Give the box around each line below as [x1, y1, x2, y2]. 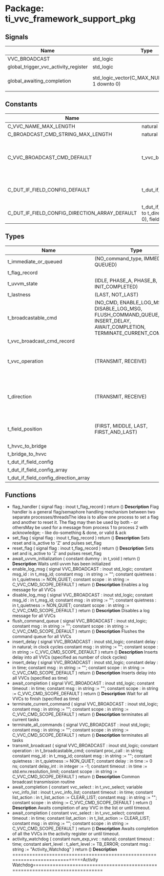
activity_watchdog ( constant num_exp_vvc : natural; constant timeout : [12, 836, 155, 842]
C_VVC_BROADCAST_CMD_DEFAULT [7, 154, 92, 161]
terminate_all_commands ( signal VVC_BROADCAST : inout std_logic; [12, 722, 150, 728]
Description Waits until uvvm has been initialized [12, 561, 111, 567]
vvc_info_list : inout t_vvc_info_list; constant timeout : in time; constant [12, 790, 153, 795]
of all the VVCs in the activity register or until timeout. [12, 831, 120, 837]
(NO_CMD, [94, 299, 119, 306]
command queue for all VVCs [12, 634, 72, 640]
